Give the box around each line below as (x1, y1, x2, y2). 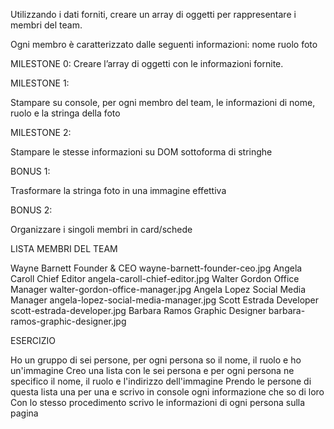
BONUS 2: (10, 204, 53, 216)
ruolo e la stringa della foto (10, 107, 121, 119)
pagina (10, 407, 39, 419)
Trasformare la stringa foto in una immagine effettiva (10, 185, 227, 196)
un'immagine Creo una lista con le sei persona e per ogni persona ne (10, 365, 295, 376)
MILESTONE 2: (10, 127, 72, 138)
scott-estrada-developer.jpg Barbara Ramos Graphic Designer (10, 305, 267, 316)
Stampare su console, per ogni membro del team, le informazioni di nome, (10, 97, 316, 108)
